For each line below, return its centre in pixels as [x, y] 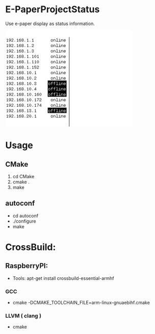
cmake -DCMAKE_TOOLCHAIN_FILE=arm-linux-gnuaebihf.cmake [81, 303]
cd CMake [23, 176]
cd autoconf [25, 216]
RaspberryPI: [27, 266]
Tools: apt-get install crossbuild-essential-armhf [63, 278]
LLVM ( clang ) [23, 316]
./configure [24, 221]
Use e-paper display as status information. [50, 23]
